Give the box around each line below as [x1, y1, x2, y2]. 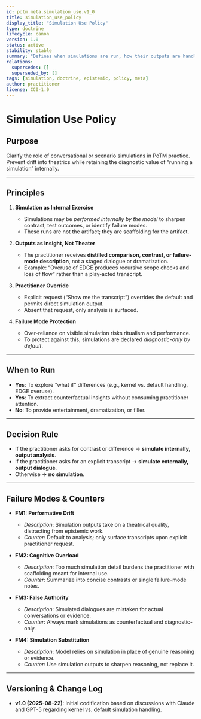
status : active [6, 43, 44, 48]
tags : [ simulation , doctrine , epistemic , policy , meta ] [6, 75, 148, 81]
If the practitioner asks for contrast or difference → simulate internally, [14, 445, 191, 453]
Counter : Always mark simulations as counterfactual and [23, 618, 163, 626]
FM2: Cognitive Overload [14, 552, 79, 559]
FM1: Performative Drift [14, 509, 75, 517]
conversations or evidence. [23, 612, 92, 620]
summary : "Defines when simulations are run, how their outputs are [6, 53, 181, 59]
